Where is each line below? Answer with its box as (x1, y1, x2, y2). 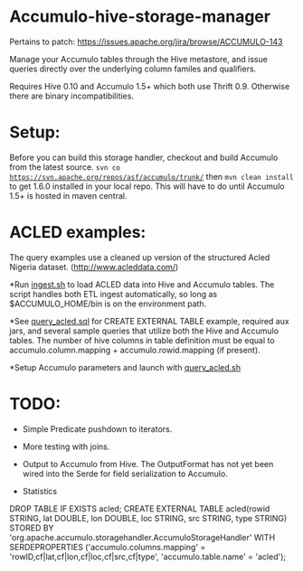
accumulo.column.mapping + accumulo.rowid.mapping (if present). (9, 344, 260, 355)
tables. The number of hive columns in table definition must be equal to (9, 334, 275, 345)
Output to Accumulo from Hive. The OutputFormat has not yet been (22, 458, 274, 469)
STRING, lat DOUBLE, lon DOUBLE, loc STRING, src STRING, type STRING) (9, 512, 288, 523)
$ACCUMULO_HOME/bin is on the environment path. (9, 298, 207, 309)
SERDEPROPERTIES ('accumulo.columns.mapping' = (9, 541, 206, 552)
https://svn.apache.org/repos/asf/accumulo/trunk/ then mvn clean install (9, 171, 294, 182)
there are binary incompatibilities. (9, 90, 134, 101)
